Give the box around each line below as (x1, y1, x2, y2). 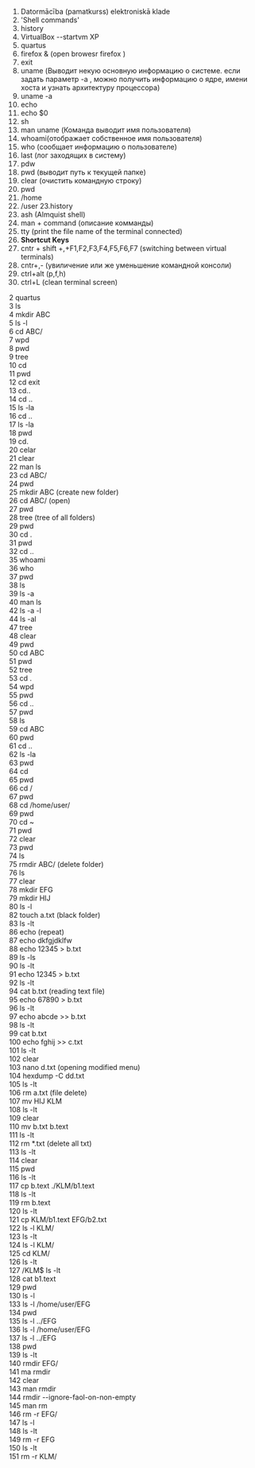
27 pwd (9, 505, 34, 513)
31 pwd (9, 538, 33, 548)
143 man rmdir (9, 1384, 56, 1393)
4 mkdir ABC (9, 310, 51, 319)
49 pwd (9, 640, 34, 649)
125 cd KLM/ (9, 1249, 50, 1258)
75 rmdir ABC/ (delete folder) (9, 860, 104, 869)
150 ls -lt (9, 1443, 38, 1452)
